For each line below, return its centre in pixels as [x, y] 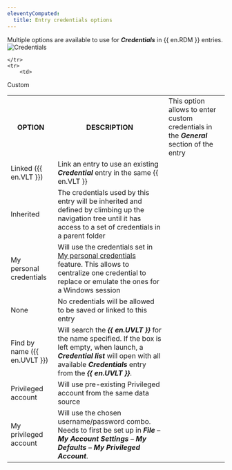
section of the [191, 144]
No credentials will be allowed [106, 301]
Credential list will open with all [109, 355]
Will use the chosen [89, 413]
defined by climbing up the [101, 209]
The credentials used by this [104, 192]
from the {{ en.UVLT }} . [95, 373]
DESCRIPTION [109, 127]
